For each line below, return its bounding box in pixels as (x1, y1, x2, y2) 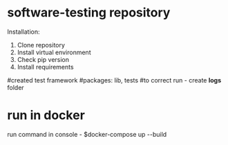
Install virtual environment (17, 48, 91, 56)
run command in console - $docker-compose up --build (7, 130, 167, 138)
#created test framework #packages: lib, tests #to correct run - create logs (7, 76, 222, 84)
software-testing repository (7, 5, 171, 21)
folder (7, 83, 24, 91)
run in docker (7, 108, 85, 123)
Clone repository (17, 41, 66, 49)
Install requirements (17, 63, 74, 71)
